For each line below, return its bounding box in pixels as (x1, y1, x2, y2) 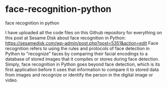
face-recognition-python (5, 3, 111, 15)
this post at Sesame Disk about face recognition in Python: (5, 35, 126, 41)
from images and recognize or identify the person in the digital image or (5, 72, 153, 78)
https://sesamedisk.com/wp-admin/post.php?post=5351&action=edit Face (5, 40, 158, 46)
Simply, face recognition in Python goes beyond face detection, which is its (5, 61, 160, 67)
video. (5, 77, 18, 83)
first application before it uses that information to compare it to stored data (5, 66, 159, 73)
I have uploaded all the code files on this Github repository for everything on (5, 29, 162, 35)
